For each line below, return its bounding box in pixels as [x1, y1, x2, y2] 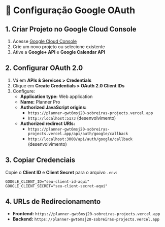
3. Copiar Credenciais [5, 156, 76, 165]
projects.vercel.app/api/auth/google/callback [27, 131, 128, 136]
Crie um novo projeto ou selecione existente [12, 44, 105, 50]
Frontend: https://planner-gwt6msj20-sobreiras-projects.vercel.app [12, 211, 160, 217]
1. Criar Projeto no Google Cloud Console [5, 25, 137, 34]
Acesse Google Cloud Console [12, 38, 77, 44]
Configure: [12, 88, 36, 94]
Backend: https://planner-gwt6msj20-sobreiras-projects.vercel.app [12, 216, 160, 222]
